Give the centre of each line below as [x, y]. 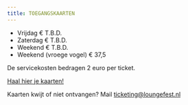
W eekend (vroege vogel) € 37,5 [61, 55]
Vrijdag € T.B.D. [39, 33]
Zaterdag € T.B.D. [42, 40]
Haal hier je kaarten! [35, 81]
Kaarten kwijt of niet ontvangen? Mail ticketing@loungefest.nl [94, 94]
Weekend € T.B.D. [43, 47]
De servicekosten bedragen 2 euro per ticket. [71, 67]
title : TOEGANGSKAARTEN [41, 13]
